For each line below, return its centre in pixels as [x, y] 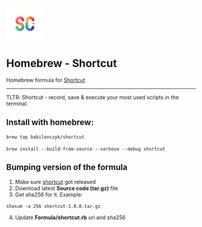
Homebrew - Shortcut [62, 63]
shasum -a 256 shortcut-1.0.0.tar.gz [54, 206]
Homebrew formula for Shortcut [46, 80]
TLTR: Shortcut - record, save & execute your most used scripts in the [93, 97]
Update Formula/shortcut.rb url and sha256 [70, 217]
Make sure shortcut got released [55, 181]
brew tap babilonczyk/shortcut [45, 137]
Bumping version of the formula [67, 167]
